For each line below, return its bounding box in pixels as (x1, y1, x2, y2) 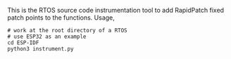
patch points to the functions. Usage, (7, 13, 115, 22)
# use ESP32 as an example (7, 33, 87, 40)
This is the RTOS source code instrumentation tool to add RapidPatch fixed (7, 6, 224, 14)
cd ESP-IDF (7, 39, 39, 46)
